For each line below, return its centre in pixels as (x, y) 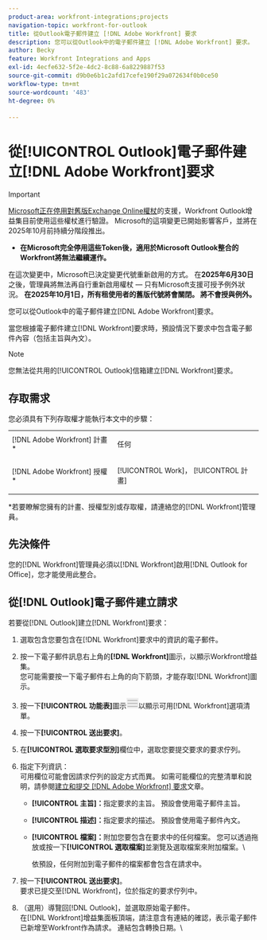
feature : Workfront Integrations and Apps (79, 59)
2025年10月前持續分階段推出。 (59, 231)
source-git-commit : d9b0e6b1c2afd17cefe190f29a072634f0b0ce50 (113, 76)
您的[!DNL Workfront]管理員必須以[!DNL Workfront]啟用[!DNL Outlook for (128, 564)
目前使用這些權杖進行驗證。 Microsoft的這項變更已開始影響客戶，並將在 (139, 221)
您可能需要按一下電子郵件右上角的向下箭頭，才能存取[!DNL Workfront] (135, 677)
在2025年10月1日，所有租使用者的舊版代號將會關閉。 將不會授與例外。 (140, 294)
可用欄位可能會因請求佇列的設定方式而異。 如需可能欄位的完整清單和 (132, 777)
